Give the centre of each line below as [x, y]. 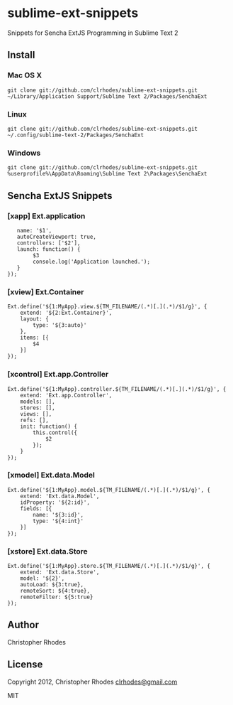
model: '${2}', [42, 578]
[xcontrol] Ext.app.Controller [58, 375]
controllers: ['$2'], [49, 243]
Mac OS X [25, 75]
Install [21, 55]
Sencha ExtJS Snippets [60, 196]
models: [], [38, 402]
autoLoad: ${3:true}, [52, 585]
